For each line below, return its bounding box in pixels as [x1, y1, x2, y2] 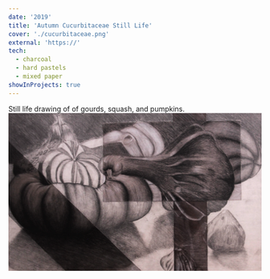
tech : [8, 47, 27, 55]
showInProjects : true [8, 80, 81, 88]
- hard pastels [15, 64, 67, 72]
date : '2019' [8, 13, 52, 21]
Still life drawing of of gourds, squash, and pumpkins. [8, 104, 185, 113]
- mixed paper [15, 72, 63, 80]
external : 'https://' [8, 39, 81, 47]
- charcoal [15, 55, 52, 64]
